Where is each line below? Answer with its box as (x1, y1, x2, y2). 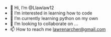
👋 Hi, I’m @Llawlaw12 (10, 5, 54, 10)
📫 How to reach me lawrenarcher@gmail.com (10, 26, 106, 32)
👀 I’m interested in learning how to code (10, 10, 93, 16)
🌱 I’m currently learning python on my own (10, 15, 98, 21)
